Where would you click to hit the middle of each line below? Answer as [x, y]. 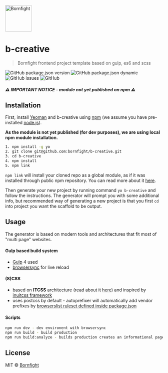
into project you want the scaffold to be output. [54, 206]
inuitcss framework [32, 295]
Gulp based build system [32, 251]
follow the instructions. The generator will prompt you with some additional [82, 196]
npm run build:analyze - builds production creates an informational [79, 337]
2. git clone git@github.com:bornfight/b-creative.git [63, 152]
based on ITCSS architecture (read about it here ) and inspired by [79, 290]
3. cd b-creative [23, 156]
